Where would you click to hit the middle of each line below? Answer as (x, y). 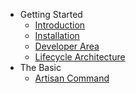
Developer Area (67, 46)
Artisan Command (72, 78)
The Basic (40, 67)
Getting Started (51, 14)
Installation (57, 35)
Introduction (60, 25)
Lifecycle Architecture (80, 57)
